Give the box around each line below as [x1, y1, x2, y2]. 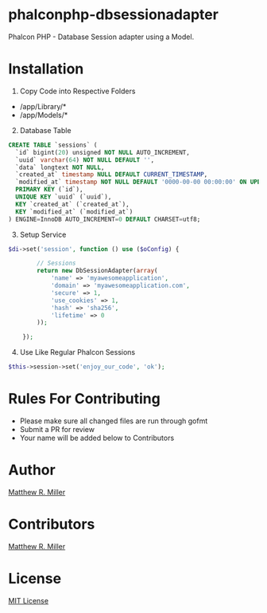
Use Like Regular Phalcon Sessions [19, 348, 136, 357]
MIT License [8, 595, 49, 605]
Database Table [19, 125, 72, 135]
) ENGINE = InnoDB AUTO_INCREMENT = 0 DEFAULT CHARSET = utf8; [8, 215, 201, 223]
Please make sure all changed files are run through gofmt [19, 416, 208, 426]
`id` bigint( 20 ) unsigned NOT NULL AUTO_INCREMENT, [15, 148, 191, 156]
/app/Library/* [19, 101, 67, 111]
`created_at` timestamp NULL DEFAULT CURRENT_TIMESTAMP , [15, 171, 208, 179]
